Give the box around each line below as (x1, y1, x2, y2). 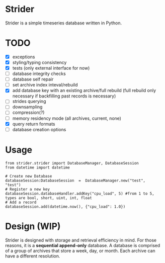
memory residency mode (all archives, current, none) (12, 115, 122, 121)
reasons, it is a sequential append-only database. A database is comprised (5, 242, 161, 248)
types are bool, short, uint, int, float (5, 195, 92, 200)
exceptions (12, 54, 35, 60)
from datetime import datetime (5, 165, 70, 170)
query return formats (12, 121, 56, 127)
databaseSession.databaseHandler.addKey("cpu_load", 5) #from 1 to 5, (5, 191, 155, 196)
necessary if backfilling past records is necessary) (12, 93, 116, 99)
